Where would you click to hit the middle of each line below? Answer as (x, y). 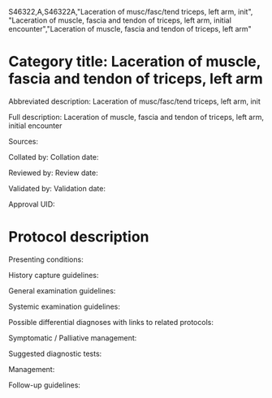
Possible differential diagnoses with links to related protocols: (111, 322)
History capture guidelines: (54, 275)
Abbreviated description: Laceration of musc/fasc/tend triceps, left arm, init (135, 101)
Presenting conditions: (46, 259)
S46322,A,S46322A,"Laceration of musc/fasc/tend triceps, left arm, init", (131, 12)
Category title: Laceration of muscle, (135, 62)
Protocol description (79, 237)
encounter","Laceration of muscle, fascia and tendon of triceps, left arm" (130, 29)
